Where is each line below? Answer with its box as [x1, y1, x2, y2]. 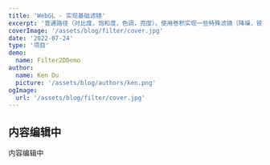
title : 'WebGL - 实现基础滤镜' [8, 11, 106, 20]
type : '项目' [8, 42, 50, 50]
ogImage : [8, 86, 38, 95]
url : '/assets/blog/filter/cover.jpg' [15, 94, 146, 102]
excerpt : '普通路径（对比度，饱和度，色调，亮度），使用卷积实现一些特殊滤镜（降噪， [8, 19, 257, 27]
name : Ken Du [15, 71, 59, 79]
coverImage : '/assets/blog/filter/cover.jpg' [8, 26, 163, 34]
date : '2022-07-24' [8, 34, 74, 42]
